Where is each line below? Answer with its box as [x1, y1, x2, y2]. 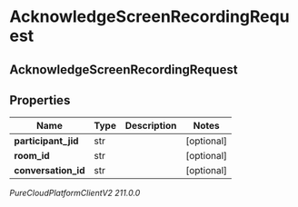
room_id [14, 150, 50, 163]
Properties [9, 93, 71, 108]
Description [124, 120, 177, 133]
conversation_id [14, 164, 85, 177]
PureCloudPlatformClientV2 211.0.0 [9, 188, 141, 199]
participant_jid [14, 134, 79, 147]
